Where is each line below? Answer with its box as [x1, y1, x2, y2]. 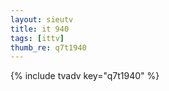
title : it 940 [10, 24, 70, 34]
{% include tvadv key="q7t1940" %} [10, 70, 160, 82]
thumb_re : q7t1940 [10, 42, 87, 53]
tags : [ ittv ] [10, 33, 65, 43]
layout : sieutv [10, 14, 74, 25]
